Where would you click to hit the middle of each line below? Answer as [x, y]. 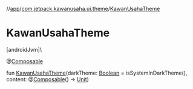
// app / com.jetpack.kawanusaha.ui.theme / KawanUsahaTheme [83, 9]
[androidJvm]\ [24, 49]
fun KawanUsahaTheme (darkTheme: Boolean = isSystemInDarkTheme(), [97, 73]
